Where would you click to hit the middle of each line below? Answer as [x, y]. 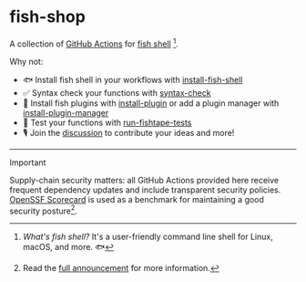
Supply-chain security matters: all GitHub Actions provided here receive [144, 180]
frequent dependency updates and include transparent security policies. [145, 190]
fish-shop [48, 17]
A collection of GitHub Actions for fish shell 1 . [94, 43]
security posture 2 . [43, 210]
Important [28, 162]
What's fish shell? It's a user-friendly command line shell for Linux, [148, 237]
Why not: [26, 61]
